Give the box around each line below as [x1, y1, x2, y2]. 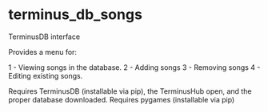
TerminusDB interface [8, 32, 81, 41]
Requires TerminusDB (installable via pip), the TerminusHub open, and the [8, 86, 252, 96]
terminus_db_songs [8, 6, 142, 24]
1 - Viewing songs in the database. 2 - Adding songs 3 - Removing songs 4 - [8, 62, 261, 72]
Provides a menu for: [8, 47, 78, 56]
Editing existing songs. [8, 71, 83, 80]
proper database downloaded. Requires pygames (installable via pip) [8, 95, 235, 104]
